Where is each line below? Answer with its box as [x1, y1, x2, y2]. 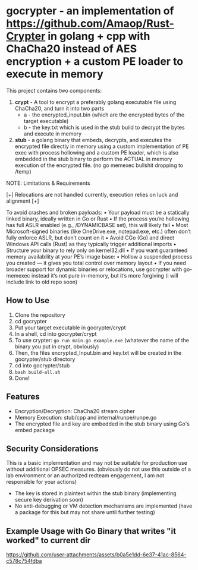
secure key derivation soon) [14, 496, 84, 503]
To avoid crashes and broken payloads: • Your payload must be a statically [6, 209, 190, 216]
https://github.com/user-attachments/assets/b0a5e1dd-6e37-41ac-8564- [6, 551, 187, 558]
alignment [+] [6, 197, 40, 204]
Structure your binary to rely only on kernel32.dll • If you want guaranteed [6, 247, 188, 254]
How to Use [6, 295, 50, 306]
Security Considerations [6, 443, 99, 454]
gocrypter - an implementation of [6, 4, 174, 18]
